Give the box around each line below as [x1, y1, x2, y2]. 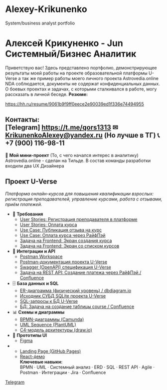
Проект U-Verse [5, 177, 57, 186]
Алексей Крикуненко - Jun [5, 37, 123, 49]
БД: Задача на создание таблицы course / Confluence [19, 303, 135, 309]
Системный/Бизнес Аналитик [5, 48, 137, 59]
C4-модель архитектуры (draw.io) [19, 326, 92, 333]
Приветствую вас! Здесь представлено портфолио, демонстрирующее [5, 64, 157, 70]
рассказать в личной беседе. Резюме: [5, 91, 88, 97]
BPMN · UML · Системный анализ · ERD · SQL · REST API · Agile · [19, 364, 155, 370]
